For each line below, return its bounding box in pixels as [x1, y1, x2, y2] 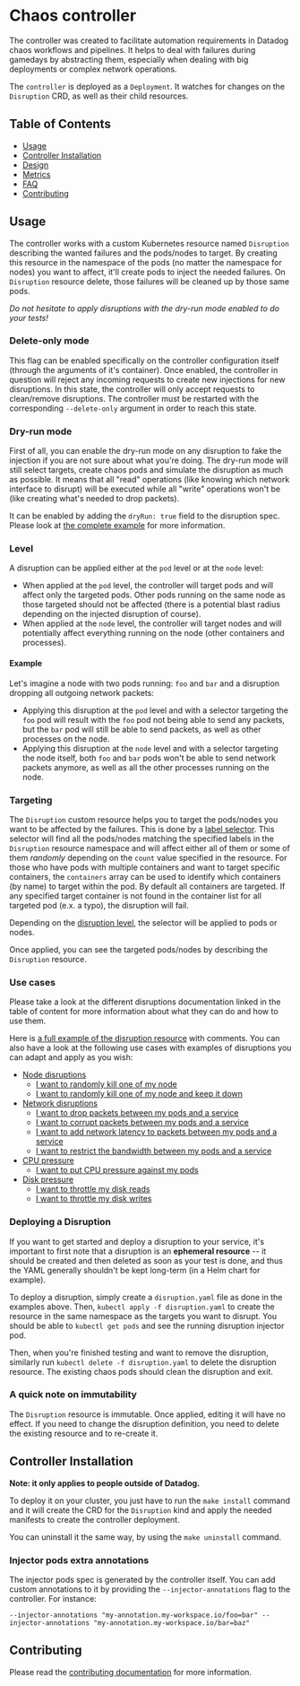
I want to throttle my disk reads [35, 1184, 150, 1195]
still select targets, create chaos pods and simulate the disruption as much [9, 465, 284, 475]
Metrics [21, 169, 51, 179]
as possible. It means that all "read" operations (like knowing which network [9, 474, 290, 485]
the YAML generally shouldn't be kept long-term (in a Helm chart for [9, 1264, 261, 1275]
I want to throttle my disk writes [35, 1194, 152, 1204]
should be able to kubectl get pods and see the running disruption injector [9, 1320, 285, 1331]
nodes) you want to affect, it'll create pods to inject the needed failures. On [9, 266, 287, 277]
